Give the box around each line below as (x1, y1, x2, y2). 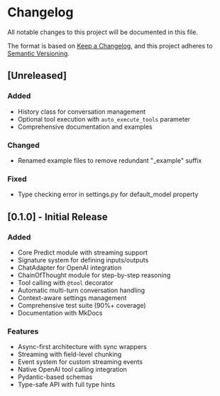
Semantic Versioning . (7, 49, 70, 58)
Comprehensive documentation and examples (17, 122, 153, 131)
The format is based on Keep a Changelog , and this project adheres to (7, 41, 213, 50)
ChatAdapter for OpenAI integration (17, 263, 122, 272)
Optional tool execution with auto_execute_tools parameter (17, 114, 191, 123)
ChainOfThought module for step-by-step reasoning (17, 271, 171, 279)
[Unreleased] (7, 70, 67, 82)
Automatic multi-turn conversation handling (17, 286, 145, 294)
